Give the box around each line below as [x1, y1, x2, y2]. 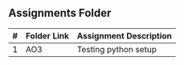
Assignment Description [76, 30, 173, 41]
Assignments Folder [8, 6, 112, 20]
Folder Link [25, 30, 70, 41]
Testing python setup [76, 43, 157, 55]
